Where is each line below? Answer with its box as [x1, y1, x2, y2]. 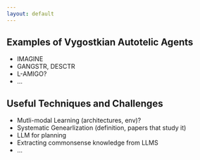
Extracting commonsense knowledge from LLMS [16, 138, 159, 147]
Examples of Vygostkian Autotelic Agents [6, 36, 194, 48]
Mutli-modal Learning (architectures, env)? [16, 116, 142, 125]
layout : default [6, 10, 54, 18]
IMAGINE [16, 55, 44, 63]
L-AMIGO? [16, 69, 47, 78]
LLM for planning [16, 131, 67, 140]
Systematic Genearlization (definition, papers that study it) [16, 124, 187, 132]
